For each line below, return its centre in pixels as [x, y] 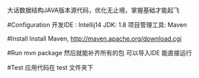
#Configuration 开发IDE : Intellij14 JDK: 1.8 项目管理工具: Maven [97, 25]
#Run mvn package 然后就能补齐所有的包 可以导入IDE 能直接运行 [99, 53]
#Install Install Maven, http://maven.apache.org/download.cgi [94, 39]
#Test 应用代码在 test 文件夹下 [50, 67]
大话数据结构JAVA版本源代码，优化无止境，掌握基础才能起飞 [93, 10]
